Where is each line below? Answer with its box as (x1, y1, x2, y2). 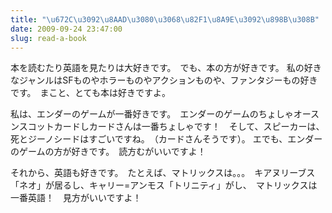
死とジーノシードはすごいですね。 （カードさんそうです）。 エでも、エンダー (10, 133, 323, 145)
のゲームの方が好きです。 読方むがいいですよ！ (10, 146, 207, 158)
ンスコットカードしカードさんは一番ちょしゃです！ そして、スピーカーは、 (10, 121, 325, 133)
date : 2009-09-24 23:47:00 (10, 24, 123, 34)
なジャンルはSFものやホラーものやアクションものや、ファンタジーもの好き (10, 74, 318, 86)
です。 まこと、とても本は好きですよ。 (10, 87, 171, 99)
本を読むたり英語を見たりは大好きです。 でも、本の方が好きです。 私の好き (10, 62, 322, 74)
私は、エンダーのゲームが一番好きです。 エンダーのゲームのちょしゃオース (10, 108, 320, 120)
